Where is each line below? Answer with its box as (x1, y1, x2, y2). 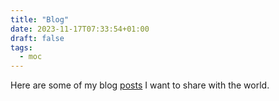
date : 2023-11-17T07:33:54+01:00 (10, 24, 150, 34)
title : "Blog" (10, 14, 70, 25)
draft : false (10, 33, 65, 43)
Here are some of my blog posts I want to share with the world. (10, 79, 270, 91)
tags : (10, 42, 33, 53)
